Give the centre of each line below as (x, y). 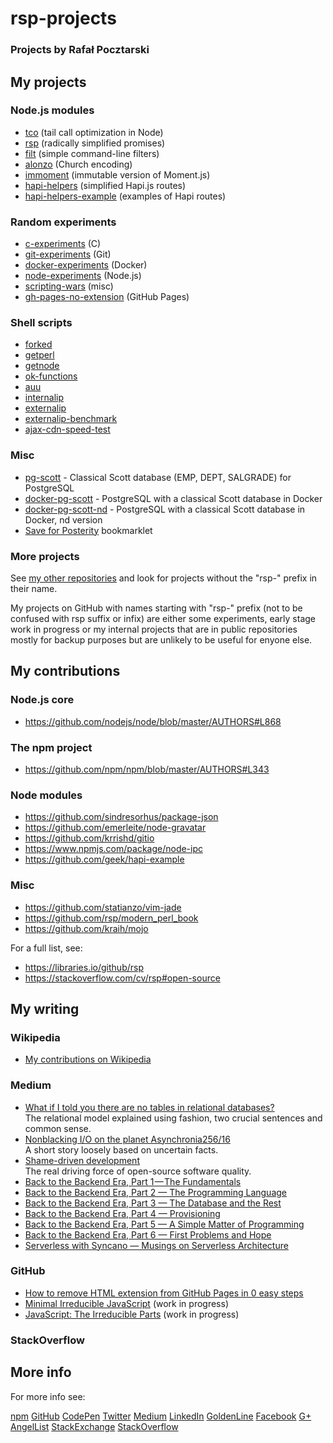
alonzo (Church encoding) (78, 164)
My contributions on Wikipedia (88, 1059)
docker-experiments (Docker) (86, 265)
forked (38, 344)
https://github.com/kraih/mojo (86, 928)
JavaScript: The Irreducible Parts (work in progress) (132, 1314)
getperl (39, 355)
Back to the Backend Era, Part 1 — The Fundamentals (133, 1181)
